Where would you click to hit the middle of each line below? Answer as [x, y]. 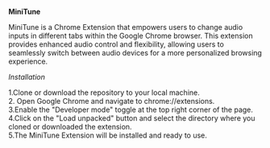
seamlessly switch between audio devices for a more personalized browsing [135, 53]
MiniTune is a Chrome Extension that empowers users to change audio [126, 27]
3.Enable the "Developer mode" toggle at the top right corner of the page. [131, 109]
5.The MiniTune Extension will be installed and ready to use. [108, 135]
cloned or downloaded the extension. [70, 127]
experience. [28, 61]
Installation [27, 77]
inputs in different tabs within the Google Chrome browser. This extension [131, 36]
